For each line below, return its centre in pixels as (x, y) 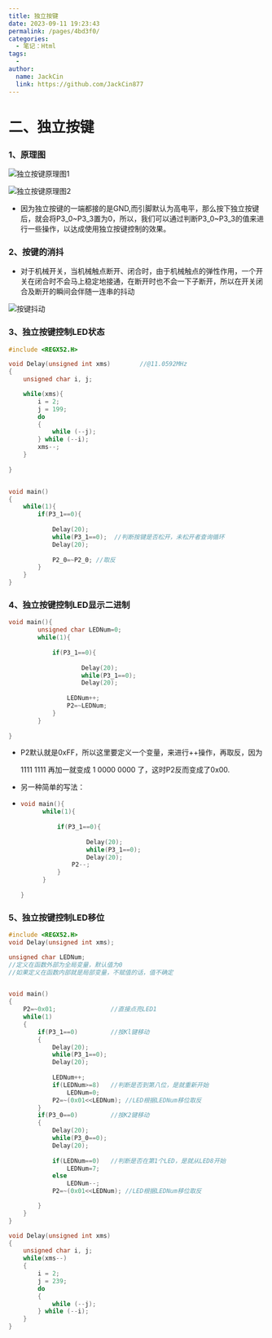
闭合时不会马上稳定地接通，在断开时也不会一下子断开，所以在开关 (145, 281)
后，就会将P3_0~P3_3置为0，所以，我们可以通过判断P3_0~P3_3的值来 (138, 218)
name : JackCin (39, 77)
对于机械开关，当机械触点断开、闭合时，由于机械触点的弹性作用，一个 (138, 271)
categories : (29, 39)
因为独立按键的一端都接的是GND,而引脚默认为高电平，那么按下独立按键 (140, 208)
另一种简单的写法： (53, 787)
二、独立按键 (52, 127)
